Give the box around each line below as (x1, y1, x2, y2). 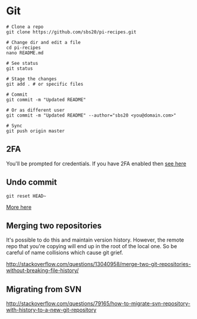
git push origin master (6, 128, 65, 134)
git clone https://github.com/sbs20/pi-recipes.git (6, 29, 136, 35)
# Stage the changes (6, 76, 58, 82)
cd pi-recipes (6, 45, 42, 51)
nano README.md (6, 49, 44, 56)
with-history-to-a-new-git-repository (6, 307, 97, 314)
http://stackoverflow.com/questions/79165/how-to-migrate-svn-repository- (6, 300, 191, 307)
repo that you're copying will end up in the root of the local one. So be (6, 243, 177, 250)
